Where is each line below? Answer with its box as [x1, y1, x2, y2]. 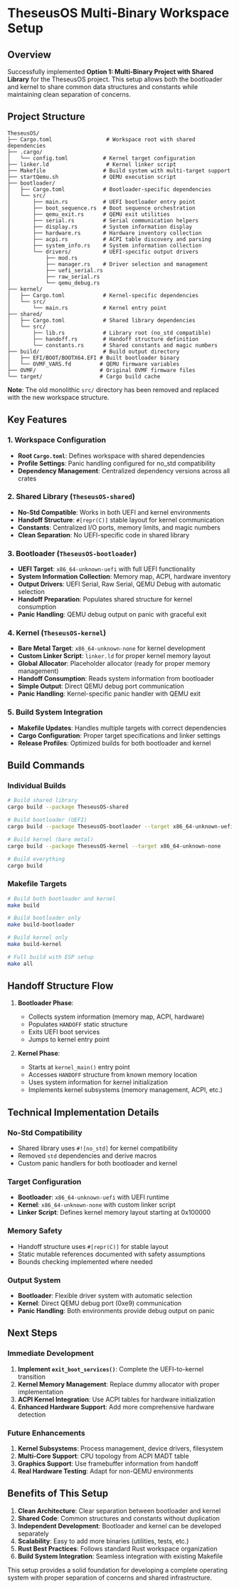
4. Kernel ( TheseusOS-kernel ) [7, 628, 107, 638]
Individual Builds [7, 781, 66, 791]
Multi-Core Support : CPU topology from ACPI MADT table [17, 1452, 190, 1461]
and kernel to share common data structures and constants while [7, 83, 198, 91]
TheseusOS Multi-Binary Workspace [7, 5, 230, 21]
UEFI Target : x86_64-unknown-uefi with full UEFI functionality [17, 565, 196, 573]
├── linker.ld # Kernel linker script [7, 160, 176, 168]
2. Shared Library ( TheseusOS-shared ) [7, 492, 135, 502]
